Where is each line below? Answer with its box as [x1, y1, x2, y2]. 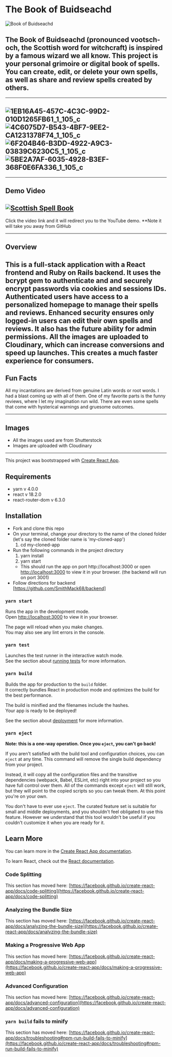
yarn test [5, 642, 30, 648]
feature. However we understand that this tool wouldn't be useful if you [5, 814, 156, 820]
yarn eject [5, 730, 32, 736]
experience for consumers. [5, 356, 94, 365]
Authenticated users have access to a [5, 292, 129, 301]
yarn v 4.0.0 [12, 486, 38, 492]
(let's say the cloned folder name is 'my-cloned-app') [12, 536, 125, 542]
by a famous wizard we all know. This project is [5, 51, 159, 60]
